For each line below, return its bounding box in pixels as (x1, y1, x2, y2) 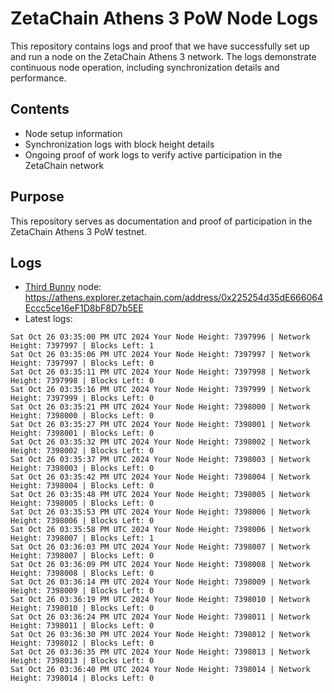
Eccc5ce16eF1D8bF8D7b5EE (24, 302, 144, 314)
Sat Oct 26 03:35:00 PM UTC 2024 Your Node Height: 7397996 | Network (10, 332, 311, 342)
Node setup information (24, 127, 123, 139)
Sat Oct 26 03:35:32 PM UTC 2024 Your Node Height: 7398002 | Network (10, 437, 311, 447)
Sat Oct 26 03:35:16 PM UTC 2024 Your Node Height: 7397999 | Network (10, 385, 311, 395)
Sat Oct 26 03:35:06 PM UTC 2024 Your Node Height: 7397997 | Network (10, 350, 311, 360)
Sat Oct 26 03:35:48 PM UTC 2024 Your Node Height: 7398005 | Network (10, 490, 311, 500)
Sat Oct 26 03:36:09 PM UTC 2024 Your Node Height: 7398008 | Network (10, 560, 311, 570)
